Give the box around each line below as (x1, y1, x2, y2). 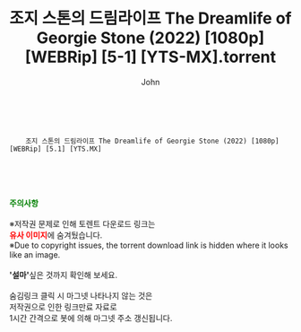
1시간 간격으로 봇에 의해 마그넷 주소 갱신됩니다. (9, 312, 173, 323)
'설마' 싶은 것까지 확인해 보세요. (9, 269, 118, 280)
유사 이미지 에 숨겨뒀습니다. (9, 230, 103, 240)
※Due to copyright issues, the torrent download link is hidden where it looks (9, 240, 288, 250)
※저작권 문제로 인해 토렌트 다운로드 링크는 (9, 218, 156, 229)
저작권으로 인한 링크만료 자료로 (9, 301, 118, 312)
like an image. (9, 249, 61, 260)
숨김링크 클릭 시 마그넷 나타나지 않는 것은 (9, 290, 153, 301)
